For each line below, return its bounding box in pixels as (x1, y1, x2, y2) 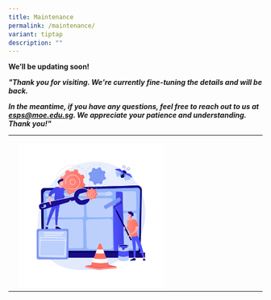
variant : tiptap (8, 30, 63, 38)
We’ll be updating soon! (8, 61, 90, 72)
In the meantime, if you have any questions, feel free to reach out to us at (8, 102, 260, 112)
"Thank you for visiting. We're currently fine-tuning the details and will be (8, 78, 262, 87)
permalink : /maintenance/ (8, 21, 95, 30)
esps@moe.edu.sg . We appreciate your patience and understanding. (8, 110, 247, 120)
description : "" (8, 39, 63, 47)
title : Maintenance (8, 13, 74, 21)
